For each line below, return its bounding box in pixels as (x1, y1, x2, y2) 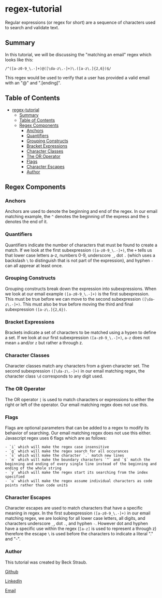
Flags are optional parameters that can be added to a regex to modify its (5, 425, 149, 431)
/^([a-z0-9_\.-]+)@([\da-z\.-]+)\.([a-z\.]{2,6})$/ (5, 66, 111, 71)
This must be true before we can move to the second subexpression (5, 296, 141, 302)
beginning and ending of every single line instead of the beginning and (5, 461, 157, 467)
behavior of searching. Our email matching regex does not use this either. (5, 430, 151, 436)
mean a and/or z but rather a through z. (5, 340, 83, 346)
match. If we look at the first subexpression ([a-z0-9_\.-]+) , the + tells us (5, 247, 152, 253)
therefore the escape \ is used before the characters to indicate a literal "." (5, 531, 153, 537)
